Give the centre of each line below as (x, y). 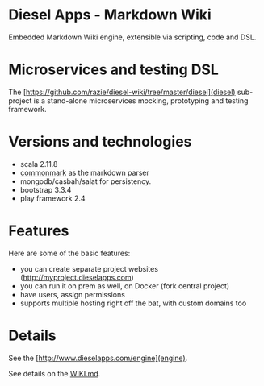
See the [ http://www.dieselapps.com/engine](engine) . (98, 358)
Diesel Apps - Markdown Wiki (110, 15)
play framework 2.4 (53, 198)
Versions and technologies (100, 142)
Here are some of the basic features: (69, 253)
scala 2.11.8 (39, 164)
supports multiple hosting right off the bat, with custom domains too (133, 303)
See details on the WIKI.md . (54, 373)
